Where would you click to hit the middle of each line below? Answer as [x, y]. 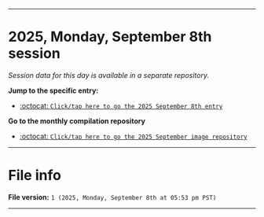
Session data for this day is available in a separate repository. [109, 75]
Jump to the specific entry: [53, 90]
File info [35, 176]
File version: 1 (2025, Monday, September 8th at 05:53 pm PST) [112, 197]
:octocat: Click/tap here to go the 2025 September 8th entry [121, 105]
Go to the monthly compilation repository [77, 121]
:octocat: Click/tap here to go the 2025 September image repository [133, 136]
